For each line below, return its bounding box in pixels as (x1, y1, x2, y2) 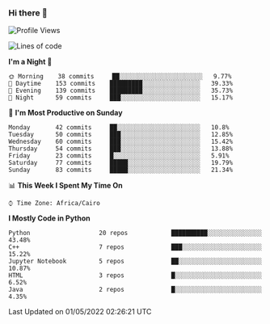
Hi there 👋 (8, 7, 49, 19)
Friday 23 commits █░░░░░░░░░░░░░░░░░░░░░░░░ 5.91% (8, 152, 230, 160)
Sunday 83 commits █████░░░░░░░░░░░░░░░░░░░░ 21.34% (8, 166, 233, 175)
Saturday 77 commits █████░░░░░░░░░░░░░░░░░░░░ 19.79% (8, 159, 233, 167)
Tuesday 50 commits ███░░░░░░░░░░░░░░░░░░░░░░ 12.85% (8, 131, 233, 139)
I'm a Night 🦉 (8, 57, 53, 67)
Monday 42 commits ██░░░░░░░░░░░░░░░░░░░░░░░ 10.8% (8, 124, 230, 132)
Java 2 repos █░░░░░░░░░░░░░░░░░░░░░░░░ (8, 286, 263, 294)
